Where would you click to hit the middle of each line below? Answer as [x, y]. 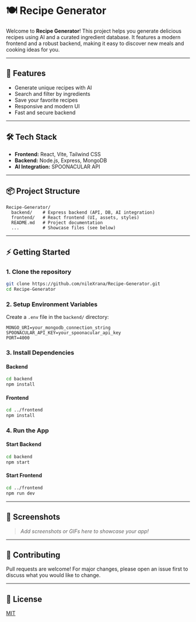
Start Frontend [24, 475]
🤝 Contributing [33, 555]
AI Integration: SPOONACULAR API [57, 166]
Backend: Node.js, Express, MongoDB [61, 160]
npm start [18, 462]
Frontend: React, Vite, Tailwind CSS [57, 154]
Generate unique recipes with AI [53, 87]
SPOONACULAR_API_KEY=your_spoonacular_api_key [64, 333]
